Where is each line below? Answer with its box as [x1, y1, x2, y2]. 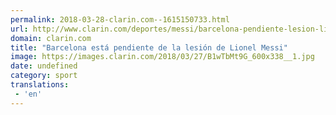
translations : [10, 80, 70, 90]
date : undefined [10, 61, 78, 71]
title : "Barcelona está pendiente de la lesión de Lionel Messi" [10, 42, 288, 53]
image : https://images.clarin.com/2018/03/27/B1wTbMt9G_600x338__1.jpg [10, 52, 315, 62]
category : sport [10, 71, 78, 81]
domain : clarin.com [10, 33, 92, 43]
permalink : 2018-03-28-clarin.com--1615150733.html [10, 14, 230, 25]
